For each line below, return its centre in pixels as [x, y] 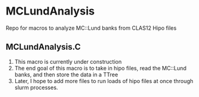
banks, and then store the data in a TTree [66, 75]
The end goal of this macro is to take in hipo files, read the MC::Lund [100, 68]
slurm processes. [36, 87]
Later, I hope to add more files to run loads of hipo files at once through [104, 81]
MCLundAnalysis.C [43, 47]
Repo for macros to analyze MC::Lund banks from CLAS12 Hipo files [91, 28]
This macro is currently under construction [68, 61]
